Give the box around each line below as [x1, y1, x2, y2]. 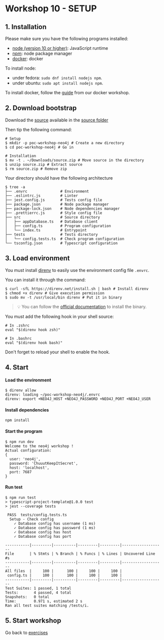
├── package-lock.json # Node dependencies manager [5, 206, 120, 211]
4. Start [5, 363, 29, 372]
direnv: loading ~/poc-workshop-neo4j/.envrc [5, 392, 100, 397]
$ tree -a [5, 185, 26, 189]
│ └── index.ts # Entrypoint [5, 227, 87, 232]
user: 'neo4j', [9, 456, 41, 461]
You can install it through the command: [5, 277, 86, 283]
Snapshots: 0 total [5, 594, 50, 600]
